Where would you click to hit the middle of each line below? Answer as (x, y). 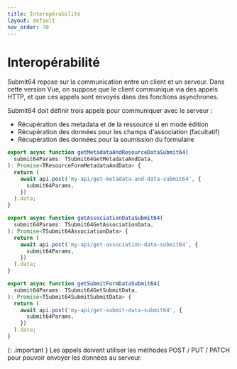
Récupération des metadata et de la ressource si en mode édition (113, 124)
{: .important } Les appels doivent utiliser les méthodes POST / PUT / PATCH (119, 350)
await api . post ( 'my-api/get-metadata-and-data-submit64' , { (111, 179)
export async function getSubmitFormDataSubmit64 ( (84, 284)
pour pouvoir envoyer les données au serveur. (75, 357)
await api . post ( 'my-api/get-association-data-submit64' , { (109, 244)
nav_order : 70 (28, 27)
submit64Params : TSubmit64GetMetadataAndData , (84, 159)
